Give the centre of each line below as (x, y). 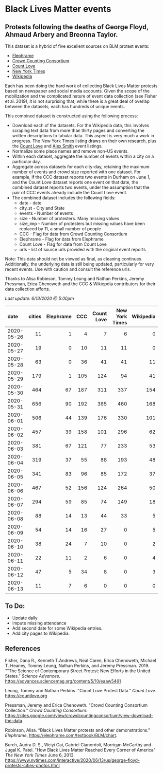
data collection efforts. (28, 289)
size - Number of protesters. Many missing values (69, 218)
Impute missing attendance (39, 623)
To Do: (15, 606)
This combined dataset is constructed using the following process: (72, 116)
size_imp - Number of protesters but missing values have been (82, 223)
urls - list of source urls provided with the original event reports (82, 249)
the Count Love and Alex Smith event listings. (57, 146)
